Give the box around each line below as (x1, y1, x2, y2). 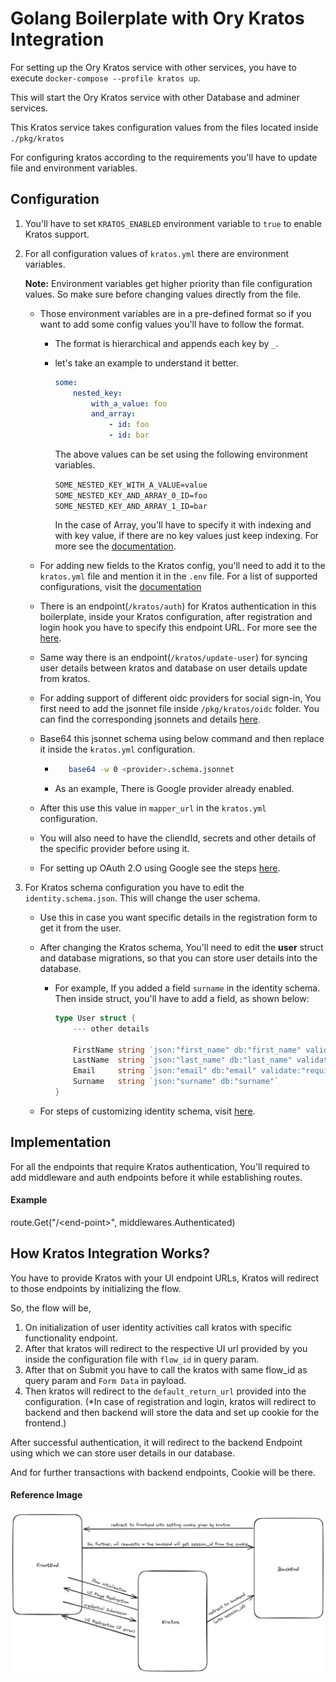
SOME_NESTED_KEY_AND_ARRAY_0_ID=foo (54, 491, 208, 501)
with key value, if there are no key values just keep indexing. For (54, 530, 319, 541)
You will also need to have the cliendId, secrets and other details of (39, 832, 317, 844)
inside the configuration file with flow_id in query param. (24, 1353, 260, 1365)
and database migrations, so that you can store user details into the (39, 952, 318, 964)
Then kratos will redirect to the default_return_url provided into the (24, 1385, 307, 1397)
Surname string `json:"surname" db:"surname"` (73, 1077, 280, 1087)
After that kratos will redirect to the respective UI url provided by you (24, 1342, 308, 1354)
